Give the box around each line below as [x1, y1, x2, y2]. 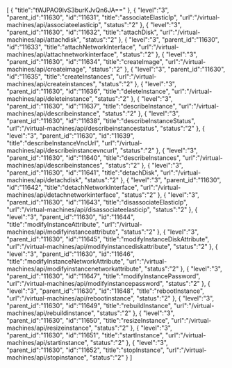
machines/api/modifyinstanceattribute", [6, 227, 119, 236]
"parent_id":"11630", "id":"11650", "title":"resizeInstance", [6, 317, 169, 324]
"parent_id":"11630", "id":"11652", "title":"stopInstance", [6, 346, 165, 354]
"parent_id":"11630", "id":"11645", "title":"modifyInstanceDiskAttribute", [6, 235, 210, 243]
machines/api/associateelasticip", [6, 21, 103, 29]
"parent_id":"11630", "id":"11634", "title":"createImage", [6, 58, 164, 65]
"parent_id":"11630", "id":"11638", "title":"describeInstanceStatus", [6, 117, 196, 125]
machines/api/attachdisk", [6, 35, 81, 44]
